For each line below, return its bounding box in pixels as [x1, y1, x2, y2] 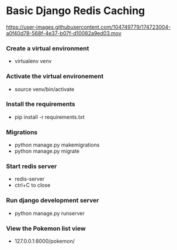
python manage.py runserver [14, 210, 85, 217]
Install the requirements [6, 100, 75, 108]
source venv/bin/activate [14, 85, 75, 93]
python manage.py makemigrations [14, 142, 100, 149]
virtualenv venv [14, 57, 52, 65]
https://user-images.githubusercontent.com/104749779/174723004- [6, 23, 171, 30]
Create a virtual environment [6, 44, 89, 52]
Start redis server [6, 162, 57, 170]
